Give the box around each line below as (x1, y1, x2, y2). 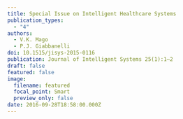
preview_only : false (13, 95, 73, 102)
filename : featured (13, 82, 71, 89)
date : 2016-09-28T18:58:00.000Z (7, 101, 101, 108)
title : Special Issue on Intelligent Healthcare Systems (7, 10, 177, 17)
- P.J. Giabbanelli (13, 43, 71, 50)
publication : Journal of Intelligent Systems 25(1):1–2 (7, 56, 173, 63)
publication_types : (7, 17, 64, 24)
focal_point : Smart (13, 88, 71, 95)
